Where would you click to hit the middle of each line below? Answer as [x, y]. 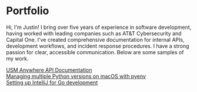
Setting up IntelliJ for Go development [52, 82]
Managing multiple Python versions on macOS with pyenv [76, 76]
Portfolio [28, 11]
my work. [17, 58]
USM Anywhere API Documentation [49, 70]
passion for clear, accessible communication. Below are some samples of [95, 52]
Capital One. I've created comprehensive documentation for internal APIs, [95, 40]
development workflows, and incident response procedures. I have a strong [98, 46]
